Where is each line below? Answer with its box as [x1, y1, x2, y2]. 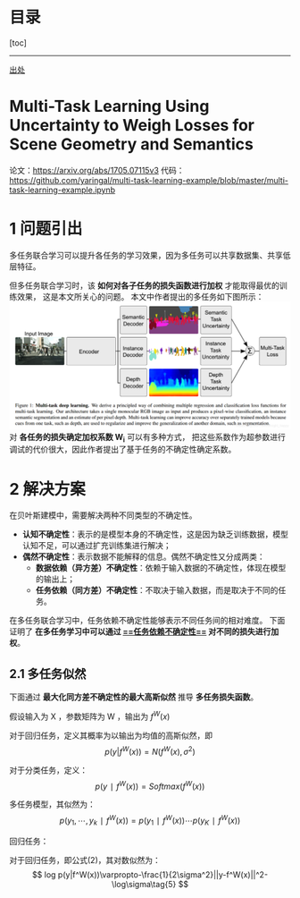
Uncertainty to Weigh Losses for [9, 115, 254, 136]
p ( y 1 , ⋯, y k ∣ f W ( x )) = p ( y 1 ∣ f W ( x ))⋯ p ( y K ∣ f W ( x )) [59, 814, 241, 827]
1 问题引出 [9, 219, 83, 239]
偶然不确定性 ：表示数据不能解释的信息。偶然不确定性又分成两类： [21, 551, 265, 563]
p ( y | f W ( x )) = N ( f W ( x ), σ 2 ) [104, 744, 196, 757]
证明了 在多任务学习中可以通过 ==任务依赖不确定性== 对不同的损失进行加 [9, 626, 279, 637]
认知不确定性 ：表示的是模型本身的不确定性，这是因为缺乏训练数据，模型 [21, 529, 288, 540]
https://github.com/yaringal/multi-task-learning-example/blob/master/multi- [9, 174, 288, 185]
